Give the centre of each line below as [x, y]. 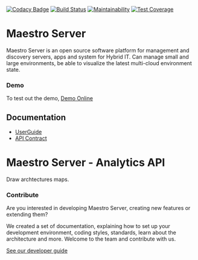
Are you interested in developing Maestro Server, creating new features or [98, 208]
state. [13, 69]
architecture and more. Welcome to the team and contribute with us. [91, 239]
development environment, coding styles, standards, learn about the [91, 233]
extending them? [27, 215]
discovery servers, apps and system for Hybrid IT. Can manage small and [97, 57]
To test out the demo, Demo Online [50, 98]
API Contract [31, 138]
